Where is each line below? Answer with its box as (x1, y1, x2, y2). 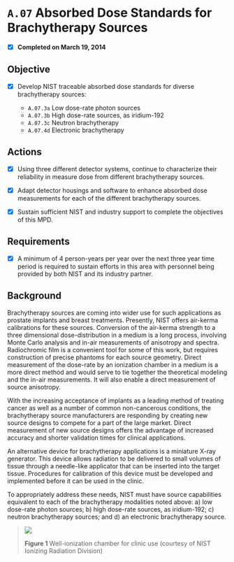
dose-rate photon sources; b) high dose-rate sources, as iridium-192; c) (7, 505, 214, 513)
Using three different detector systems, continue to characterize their (17, 164, 217, 173)
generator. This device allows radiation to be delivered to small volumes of (7, 454, 221, 463)
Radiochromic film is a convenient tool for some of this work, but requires (7, 345, 219, 354)
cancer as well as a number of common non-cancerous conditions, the (7, 403, 212, 412)
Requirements (7, 236, 70, 247)
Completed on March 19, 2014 (17, 43, 106, 51)
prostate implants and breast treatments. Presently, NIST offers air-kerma (7, 316, 219, 324)
